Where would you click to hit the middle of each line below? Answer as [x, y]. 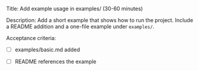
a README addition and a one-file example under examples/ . [80, 27]
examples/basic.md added [47, 50]
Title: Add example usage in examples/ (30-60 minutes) [74, 9]
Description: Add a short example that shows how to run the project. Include [100, 20]
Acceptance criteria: [31, 38]
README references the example [55, 61]
